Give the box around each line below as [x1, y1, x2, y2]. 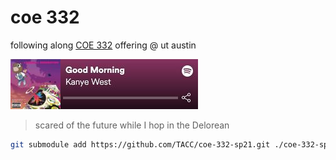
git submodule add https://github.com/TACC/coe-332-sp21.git [10, 139, 271, 150]
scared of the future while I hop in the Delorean [34, 119, 230, 131]
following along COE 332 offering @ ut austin [10, 39, 197, 51]
